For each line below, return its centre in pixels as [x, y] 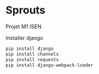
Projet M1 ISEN [24, 26]
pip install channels [32, 54]
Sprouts [25, 10]
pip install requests [32, 59]
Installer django [25, 38]
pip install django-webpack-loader [49, 65]
